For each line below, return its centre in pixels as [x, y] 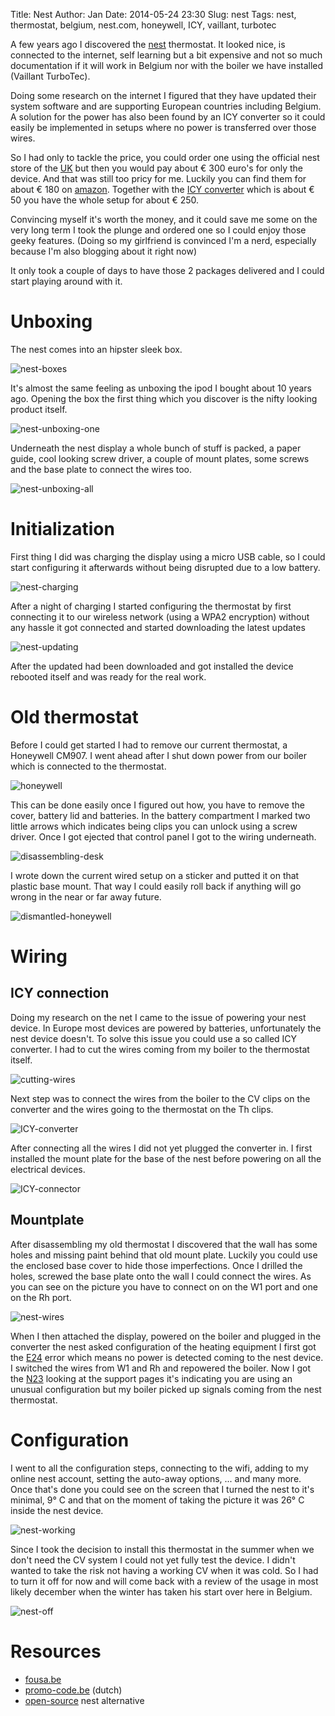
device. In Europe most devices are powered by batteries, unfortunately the [166, 1028]
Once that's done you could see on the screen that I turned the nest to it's [162, 1489]
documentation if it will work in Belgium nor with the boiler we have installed [167, 65]
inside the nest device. [57, 1510]
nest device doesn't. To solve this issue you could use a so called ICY [154, 1038]
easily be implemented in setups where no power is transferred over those [163, 127]
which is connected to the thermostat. [88, 766]
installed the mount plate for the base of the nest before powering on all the [166, 1158]
